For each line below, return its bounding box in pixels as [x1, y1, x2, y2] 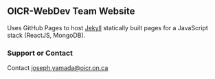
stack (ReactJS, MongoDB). [7, 31, 86, 39]
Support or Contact [7, 48, 73, 58]
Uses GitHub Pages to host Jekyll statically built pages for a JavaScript [7, 23, 208, 32]
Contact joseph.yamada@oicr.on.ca [7, 64, 109, 72]
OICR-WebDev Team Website [7, 5, 135, 17]
